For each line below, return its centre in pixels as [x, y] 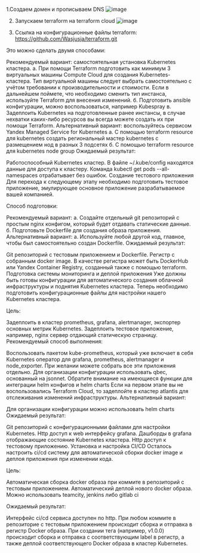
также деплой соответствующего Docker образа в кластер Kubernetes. [97, 543]
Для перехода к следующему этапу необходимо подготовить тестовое [97, 182]
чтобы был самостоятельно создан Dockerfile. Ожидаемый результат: [96, 243]
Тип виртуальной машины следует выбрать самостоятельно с [112, 81]
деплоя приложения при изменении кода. [60, 459]
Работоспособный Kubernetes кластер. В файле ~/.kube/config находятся [100, 162]
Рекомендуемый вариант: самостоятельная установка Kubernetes [91, 62]
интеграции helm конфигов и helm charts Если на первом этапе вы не [95, 385]
